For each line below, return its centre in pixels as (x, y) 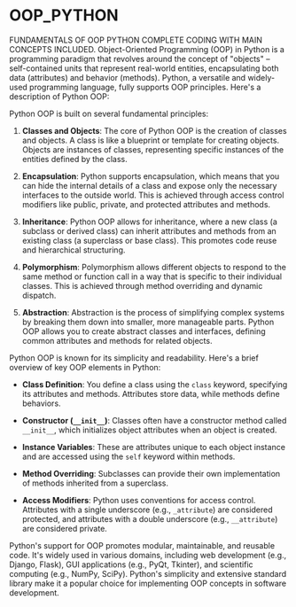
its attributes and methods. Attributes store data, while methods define (151, 393)
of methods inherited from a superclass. (95, 483)
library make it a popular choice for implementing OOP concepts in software (148, 583)
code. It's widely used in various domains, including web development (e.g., (148, 555)
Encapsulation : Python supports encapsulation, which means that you (151, 176)
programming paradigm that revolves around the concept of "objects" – (140, 58)
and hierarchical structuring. (74, 250)
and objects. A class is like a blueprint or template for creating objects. (151, 140)
